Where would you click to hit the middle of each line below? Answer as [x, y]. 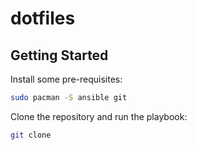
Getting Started [59, 55]
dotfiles [43, 18]
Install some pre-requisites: [66, 79]
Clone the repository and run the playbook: [99, 116]
